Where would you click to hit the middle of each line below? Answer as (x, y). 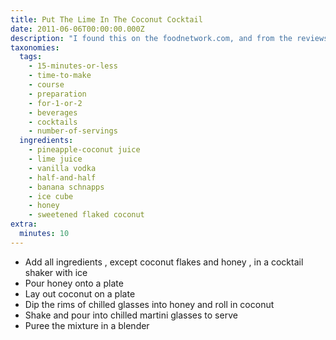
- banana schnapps (66, 187)
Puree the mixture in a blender (87, 325)
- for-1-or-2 (55, 103)
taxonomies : (35, 47)
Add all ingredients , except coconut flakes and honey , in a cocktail (164, 262)
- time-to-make (60, 76)
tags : (31, 57)
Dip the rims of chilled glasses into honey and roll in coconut (149, 304)
